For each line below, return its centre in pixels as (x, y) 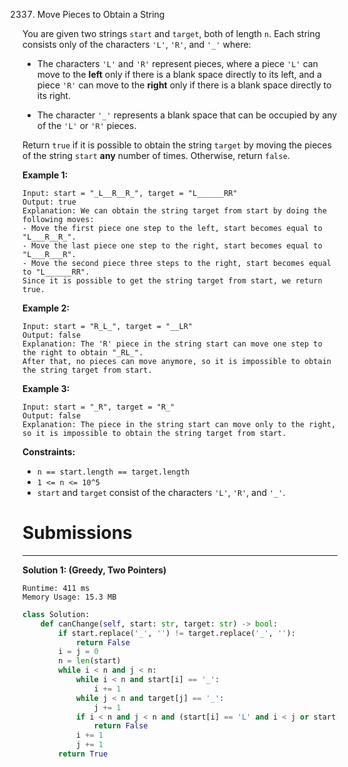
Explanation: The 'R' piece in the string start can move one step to (172, 344)
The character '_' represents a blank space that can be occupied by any (187, 115)
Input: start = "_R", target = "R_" (98, 407)
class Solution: (56, 614)
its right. (54, 95)
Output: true (49, 202)
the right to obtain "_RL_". (83, 353)
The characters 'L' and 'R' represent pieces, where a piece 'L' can (177, 63)
